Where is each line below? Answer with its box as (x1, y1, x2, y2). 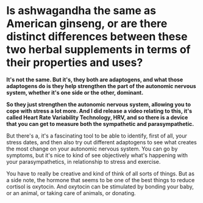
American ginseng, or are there (6, 17, 168, 31)
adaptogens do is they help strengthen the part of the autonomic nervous (6, 82, 196, 89)
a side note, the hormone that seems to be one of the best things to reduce (6, 176, 195, 183)
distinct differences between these (6, 30, 188, 43)
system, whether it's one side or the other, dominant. (6, 89, 144, 96)
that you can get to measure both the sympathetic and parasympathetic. (6, 120, 194, 127)
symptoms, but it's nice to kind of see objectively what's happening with (6, 151, 188, 159)
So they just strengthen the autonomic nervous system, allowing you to (6, 100, 191, 108)
